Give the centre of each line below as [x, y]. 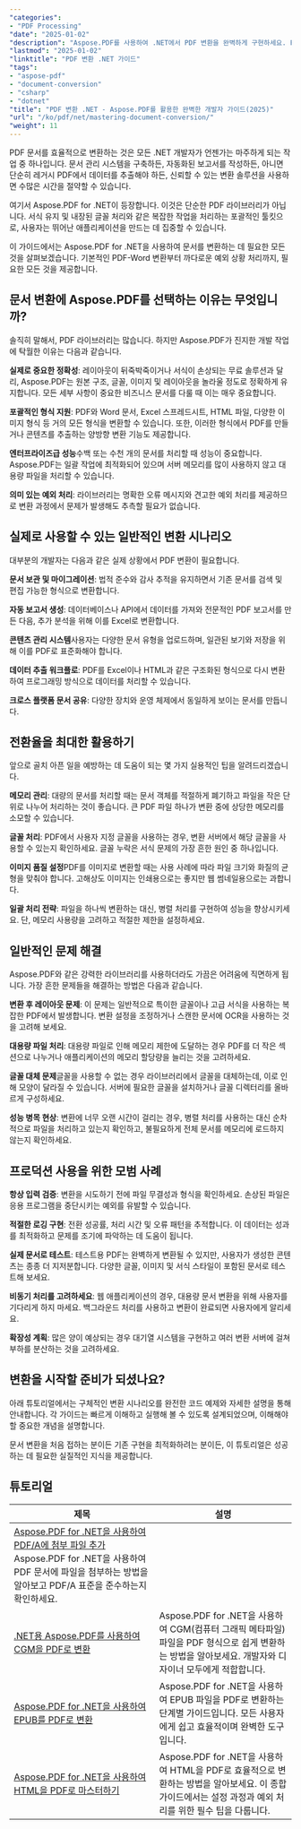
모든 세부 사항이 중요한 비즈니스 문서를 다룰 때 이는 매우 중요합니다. [159, 393]
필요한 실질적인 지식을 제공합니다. [94, 1455]
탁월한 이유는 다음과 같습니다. [70, 351]
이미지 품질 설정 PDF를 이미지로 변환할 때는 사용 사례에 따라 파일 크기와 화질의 [144, 867]
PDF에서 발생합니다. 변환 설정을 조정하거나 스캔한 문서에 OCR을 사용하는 [153, 1016]
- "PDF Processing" [46, 26]
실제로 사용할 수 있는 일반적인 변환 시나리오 [120, 537]
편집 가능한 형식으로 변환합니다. [64, 590]
